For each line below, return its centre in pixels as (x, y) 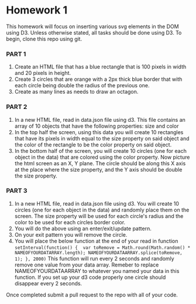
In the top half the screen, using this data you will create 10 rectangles (99, 132)
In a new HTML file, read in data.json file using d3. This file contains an (100, 119)
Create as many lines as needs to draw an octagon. (76, 92)
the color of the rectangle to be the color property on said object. (93, 145)
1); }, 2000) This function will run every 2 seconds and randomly (94, 258)
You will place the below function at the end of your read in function (96, 241)
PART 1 (16, 54)
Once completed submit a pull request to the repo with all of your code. (92, 295)
